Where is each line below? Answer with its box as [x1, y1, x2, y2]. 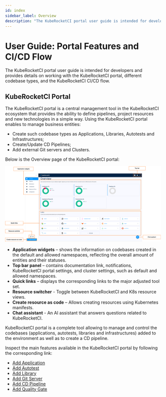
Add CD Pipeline [12, 381, 46, 387]
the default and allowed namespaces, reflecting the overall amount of [12, 252, 154, 258]
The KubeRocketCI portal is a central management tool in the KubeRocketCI [5, 106, 159, 112]
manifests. [12, 304, 34, 310]
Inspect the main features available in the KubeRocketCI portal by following [5, 345, 158, 351]
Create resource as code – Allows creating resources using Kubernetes [12, 299, 159, 305]
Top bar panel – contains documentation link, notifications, [12, 262, 132, 268]
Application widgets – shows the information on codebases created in [12, 246, 157, 253]
